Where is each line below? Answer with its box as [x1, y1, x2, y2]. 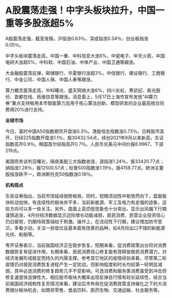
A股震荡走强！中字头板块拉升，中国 [5, 5, 156, 16]
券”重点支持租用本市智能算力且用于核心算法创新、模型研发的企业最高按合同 [5, 100, 165, 106]
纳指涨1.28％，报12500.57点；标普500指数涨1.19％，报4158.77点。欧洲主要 [5, 164, 164, 171]
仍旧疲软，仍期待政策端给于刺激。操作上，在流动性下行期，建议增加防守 [5, 218, 158, 224]
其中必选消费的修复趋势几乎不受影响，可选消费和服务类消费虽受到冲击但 [14, 267, 167, 274]
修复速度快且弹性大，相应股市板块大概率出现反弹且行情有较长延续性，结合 [5, 274, 162, 280]
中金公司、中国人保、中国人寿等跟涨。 [14, 76, 95, 82]
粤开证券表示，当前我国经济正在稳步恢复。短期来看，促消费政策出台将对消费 [5, 242, 167, 248]
